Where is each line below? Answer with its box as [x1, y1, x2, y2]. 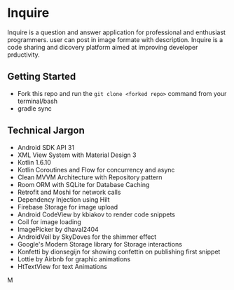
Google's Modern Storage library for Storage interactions [17, 240, 182, 248]
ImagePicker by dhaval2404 [17, 225, 99, 233]
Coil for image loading [17, 217, 82, 226]
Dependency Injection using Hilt [17, 195, 110, 204]
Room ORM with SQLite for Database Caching [17, 180, 150, 188]
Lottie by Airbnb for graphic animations [17, 254, 131, 263]
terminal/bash [17, 97, 58, 105]
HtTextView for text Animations [17, 262, 107, 270]
